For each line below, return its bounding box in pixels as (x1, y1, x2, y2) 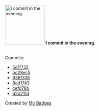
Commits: (5, 55, 25, 61)
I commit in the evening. (45, 40, 96, 46)
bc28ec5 (12, 70, 31, 75)
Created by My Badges (5, 100, 51, 106)
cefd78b (12, 85, 29, 91)
